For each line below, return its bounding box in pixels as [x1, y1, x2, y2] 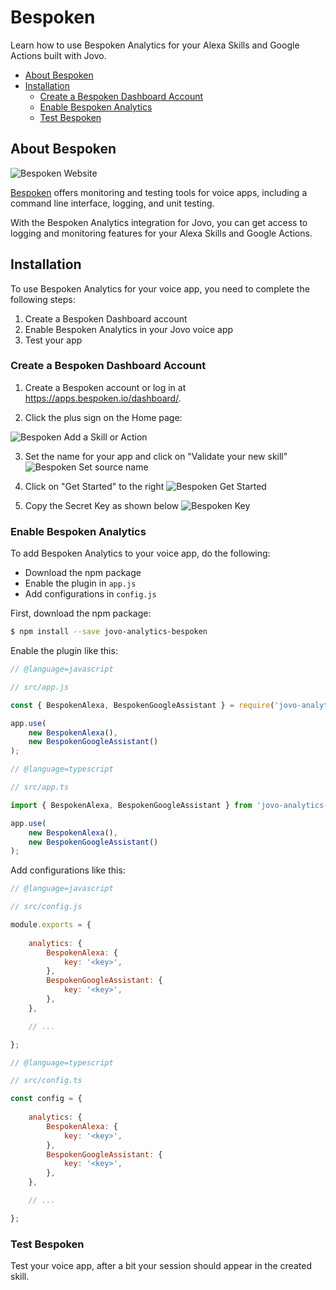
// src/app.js [10, 682, 70, 692]
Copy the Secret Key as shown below [24, 499, 180, 511]
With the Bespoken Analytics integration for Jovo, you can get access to [10, 216, 308, 228]
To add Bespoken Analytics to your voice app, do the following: [10, 547, 271, 560]
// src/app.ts [10, 782, 70, 793]
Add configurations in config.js [24, 588, 157, 600]
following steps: [10, 293, 76, 305]
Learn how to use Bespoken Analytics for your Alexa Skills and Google [10, 39, 300, 51]
